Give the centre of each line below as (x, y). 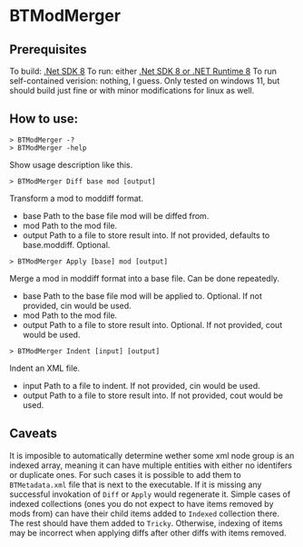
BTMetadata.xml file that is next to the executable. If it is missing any (136, 484)
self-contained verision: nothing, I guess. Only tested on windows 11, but (145, 81)
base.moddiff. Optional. (66, 244)
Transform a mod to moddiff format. (76, 198)
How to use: (44, 119)
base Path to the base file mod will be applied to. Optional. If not (142, 295)
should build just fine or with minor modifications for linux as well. (132, 90)
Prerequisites (48, 50)
